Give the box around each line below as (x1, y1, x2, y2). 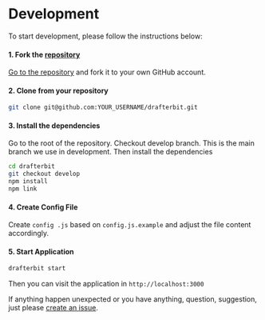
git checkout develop (8, 170, 81, 178)
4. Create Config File (8, 202, 78, 212)
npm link (8, 185, 38, 193)
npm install (8, 178, 48, 186)
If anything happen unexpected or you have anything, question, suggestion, (8, 294, 258, 304)
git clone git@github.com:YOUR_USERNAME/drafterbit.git (8, 103, 198, 112)
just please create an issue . (8, 303, 98, 313)
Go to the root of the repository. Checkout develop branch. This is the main (8, 138, 255, 148)
